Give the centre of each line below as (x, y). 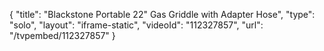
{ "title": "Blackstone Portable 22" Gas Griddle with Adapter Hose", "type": (162, 14)
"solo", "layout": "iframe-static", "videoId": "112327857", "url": (136, 25)
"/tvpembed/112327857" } (62, 35)
